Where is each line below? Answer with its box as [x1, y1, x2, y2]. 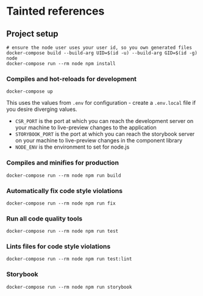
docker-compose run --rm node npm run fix [6, 200, 116, 206]
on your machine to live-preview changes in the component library [15, 137, 183, 144]
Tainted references [6, 4, 105, 18]
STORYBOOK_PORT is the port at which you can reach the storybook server [15, 130, 195, 138]
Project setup [6, 29, 59, 39]
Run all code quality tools [6, 214, 83, 223]
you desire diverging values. [6, 105, 77, 113]
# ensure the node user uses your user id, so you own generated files [6, 44, 192, 51]
